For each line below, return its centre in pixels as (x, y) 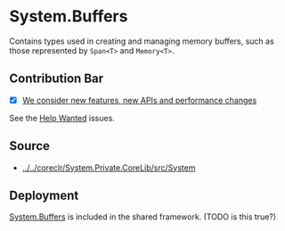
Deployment (44, 196)
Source (30, 146)
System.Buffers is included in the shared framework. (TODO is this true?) (143, 217)
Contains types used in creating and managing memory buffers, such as (142, 41)
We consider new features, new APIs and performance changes (139, 100)
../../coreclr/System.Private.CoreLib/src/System (109, 168)
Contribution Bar (57, 79)
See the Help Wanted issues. (62, 118)
